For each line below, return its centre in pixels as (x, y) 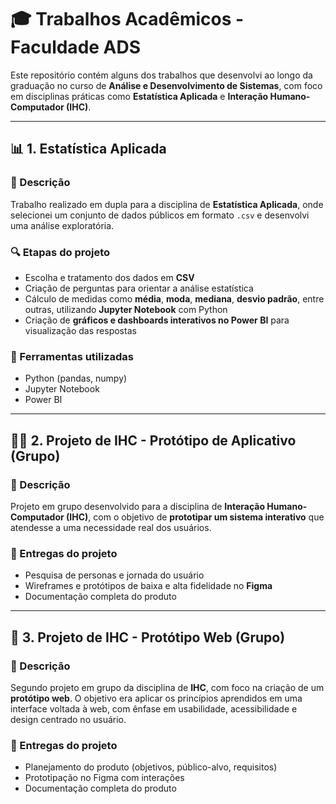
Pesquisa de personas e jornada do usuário (114, 575)
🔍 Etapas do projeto (60, 252)
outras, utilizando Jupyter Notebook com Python (126, 309)
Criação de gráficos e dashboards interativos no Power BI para (157, 320)
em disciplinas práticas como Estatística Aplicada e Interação (139, 96)
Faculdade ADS (76, 47)
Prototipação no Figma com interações (104, 778)
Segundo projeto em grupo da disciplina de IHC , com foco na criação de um (167, 687)
